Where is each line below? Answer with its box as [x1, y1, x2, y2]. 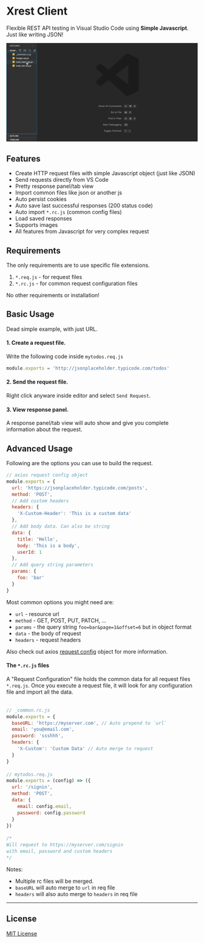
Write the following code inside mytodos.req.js [6, 353, 123, 360]
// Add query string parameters [12, 562, 94, 568]
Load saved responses [15, 215, 72, 223]
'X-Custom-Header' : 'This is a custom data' [17, 511, 132, 517]
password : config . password [17, 810, 86, 816]
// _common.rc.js [6, 707, 50, 713]
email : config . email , [17, 803, 72, 809]
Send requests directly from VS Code [15, 176, 109, 184]
